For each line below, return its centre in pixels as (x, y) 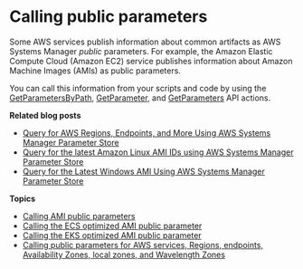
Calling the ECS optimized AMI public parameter (112, 226)
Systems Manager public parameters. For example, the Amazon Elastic (141, 51)
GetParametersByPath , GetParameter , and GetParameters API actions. (140, 98)
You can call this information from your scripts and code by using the (138, 88)
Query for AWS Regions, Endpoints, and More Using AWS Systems (147, 132)
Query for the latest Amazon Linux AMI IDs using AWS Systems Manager (158, 152)
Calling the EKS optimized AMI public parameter (112, 235)
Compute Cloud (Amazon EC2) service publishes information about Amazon (151, 61)
